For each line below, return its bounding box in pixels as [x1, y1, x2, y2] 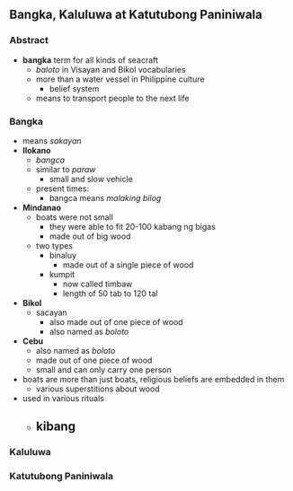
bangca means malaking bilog [49, 192, 162, 203]
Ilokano [22, 145, 51, 155]
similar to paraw [35, 163, 96, 174]
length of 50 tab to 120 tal [62, 287, 158, 299]
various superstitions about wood [35, 383, 160, 394]
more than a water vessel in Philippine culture [35, 74, 205, 84]
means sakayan [22, 135, 83, 146]
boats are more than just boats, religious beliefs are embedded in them [22, 373, 285, 384]
